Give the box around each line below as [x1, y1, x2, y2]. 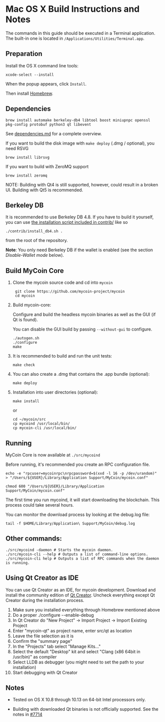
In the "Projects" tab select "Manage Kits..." [12, 643, 101, 649]
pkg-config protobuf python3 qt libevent [5, 122, 92, 127]
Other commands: [5, 535, 62, 543]
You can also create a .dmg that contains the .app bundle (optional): [12, 371, 150, 377]
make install [12, 399, 40, 404]
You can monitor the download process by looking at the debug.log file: [5, 511, 150, 517]
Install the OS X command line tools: [5, 62, 79, 68]
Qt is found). [12, 317, 38, 323]
